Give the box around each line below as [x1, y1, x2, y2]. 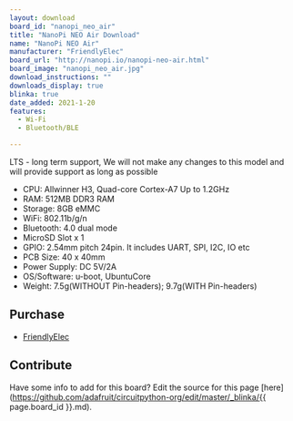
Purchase [9, 307, 66, 323]
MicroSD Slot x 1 [22, 232, 85, 242]
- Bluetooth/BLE [17, 124, 79, 133]
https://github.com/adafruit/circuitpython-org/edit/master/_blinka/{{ [12, 391, 267, 402]
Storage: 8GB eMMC [22, 203, 101, 214]
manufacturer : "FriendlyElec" [9, 47, 125, 56]
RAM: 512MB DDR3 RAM [22, 193, 116, 204]
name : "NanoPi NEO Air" [9, 38, 100, 48]
